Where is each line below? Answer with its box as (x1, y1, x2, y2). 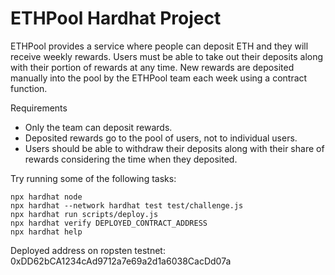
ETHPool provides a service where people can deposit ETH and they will (10, 40, 309, 52)
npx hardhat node (10, 192, 83, 202)
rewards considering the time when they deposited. (24, 153, 238, 165)
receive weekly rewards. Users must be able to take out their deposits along (10, 50, 324, 62)
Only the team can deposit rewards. (24, 121, 173, 133)
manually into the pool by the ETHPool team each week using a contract (10, 72, 308, 84)
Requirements (10, 102, 68, 114)
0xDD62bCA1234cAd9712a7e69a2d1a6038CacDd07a (10, 255, 232, 267)
